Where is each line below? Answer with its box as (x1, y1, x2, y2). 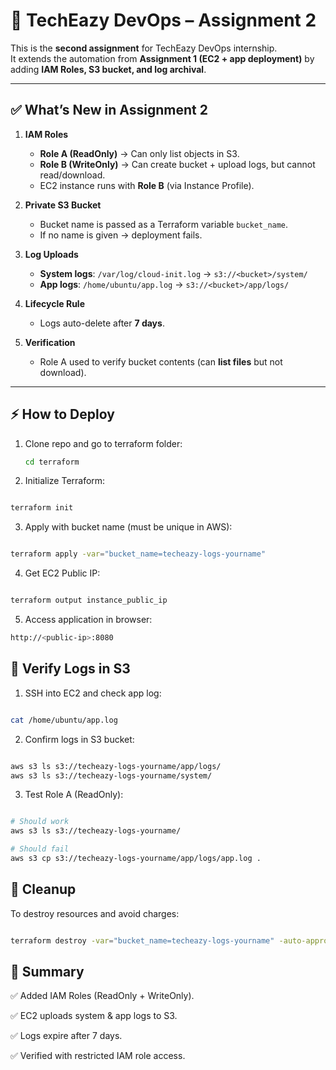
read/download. (39, 169, 106, 181)
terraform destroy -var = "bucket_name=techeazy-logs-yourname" (10, 935, 275, 946)
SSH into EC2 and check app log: (24, 687, 162, 699)
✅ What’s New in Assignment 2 (10, 102, 208, 119)
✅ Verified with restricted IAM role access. (10, 1050, 186, 1062)
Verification (24, 336, 76, 348)
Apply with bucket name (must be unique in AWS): (24, 521, 233, 533)
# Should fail (10, 844, 70, 854)
